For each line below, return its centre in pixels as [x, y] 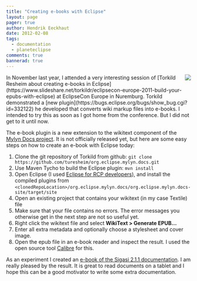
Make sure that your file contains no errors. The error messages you [97, 210]
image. [23, 235]
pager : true [21, 22]
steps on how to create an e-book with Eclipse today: [70, 145]
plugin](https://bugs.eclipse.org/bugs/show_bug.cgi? [123, 102]
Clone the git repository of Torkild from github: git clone [83, 156]
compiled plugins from [42, 180]
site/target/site [36, 192]
